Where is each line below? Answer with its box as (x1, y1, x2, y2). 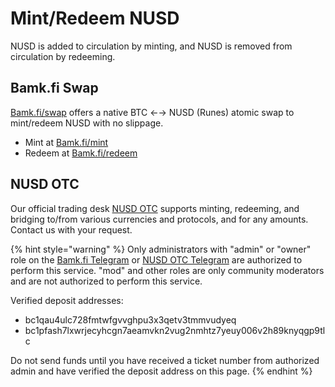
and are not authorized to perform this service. (10, 275, 203, 287)
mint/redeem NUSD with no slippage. (10, 117, 164, 129)
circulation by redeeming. (10, 50, 116, 62)
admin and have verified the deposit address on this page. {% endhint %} (10, 365, 313, 377)
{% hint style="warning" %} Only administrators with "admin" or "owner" (10, 243, 312, 255)
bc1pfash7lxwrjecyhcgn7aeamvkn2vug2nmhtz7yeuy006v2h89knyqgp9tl (24, 324, 326, 336)
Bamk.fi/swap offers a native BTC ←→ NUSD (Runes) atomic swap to (10, 106, 295, 118)
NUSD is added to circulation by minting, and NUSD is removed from (10, 40, 293, 52)
